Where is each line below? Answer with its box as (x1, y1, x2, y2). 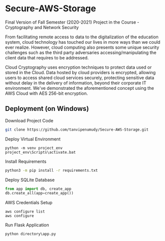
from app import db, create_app (5, 186, 71, 191)
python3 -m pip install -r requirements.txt (5, 168, 98, 173)
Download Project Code (5, 117, 54, 123)
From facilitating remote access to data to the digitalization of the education (5, 34, 159, 40)
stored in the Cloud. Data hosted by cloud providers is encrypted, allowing (5, 69, 156, 75)
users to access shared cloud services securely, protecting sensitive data (5, 75, 154, 80)
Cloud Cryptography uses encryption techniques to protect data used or (5, 64, 152, 70)
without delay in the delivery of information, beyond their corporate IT (5, 80, 147, 86)
